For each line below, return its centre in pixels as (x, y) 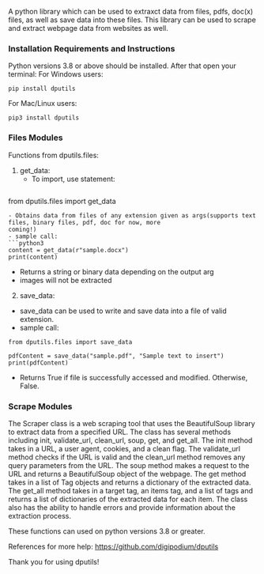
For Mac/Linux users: (43, 104)
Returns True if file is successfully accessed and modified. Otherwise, (134, 377)
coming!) (23, 229)
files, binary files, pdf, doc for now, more (84, 222)
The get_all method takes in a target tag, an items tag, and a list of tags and (131, 490)
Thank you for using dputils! (54, 561)
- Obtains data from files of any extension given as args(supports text (132, 215)
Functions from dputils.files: (53, 155)
